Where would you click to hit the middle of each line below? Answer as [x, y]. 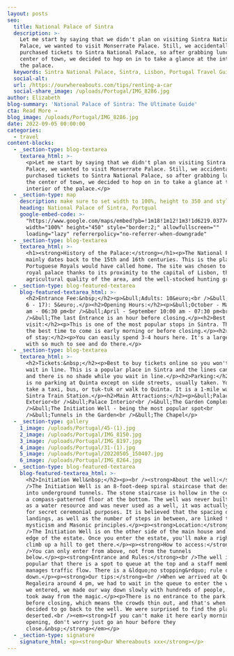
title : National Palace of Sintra [63, 26]
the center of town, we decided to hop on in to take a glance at [124, 182]
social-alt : [31, 78]
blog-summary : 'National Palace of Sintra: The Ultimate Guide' [102, 104]
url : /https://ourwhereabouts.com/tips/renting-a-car [93, 85]
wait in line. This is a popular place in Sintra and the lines [121, 370]
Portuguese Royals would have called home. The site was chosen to [126, 266]
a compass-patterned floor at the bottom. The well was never [118, 499]
